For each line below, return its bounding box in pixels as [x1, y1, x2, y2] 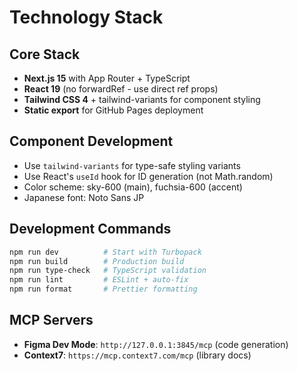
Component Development [9, 133, 174, 150]
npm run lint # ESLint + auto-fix [9, 275, 189, 285]
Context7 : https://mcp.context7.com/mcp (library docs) [23, 349, 252, 361]
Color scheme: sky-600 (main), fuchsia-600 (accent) [23, 181, 243, 193]
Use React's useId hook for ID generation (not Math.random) [23, 170, 274, 182]
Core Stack [9, 46, 81, 63]
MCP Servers [9, 312, 94, 329]
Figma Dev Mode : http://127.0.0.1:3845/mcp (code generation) [23, 338, 289, 350]
